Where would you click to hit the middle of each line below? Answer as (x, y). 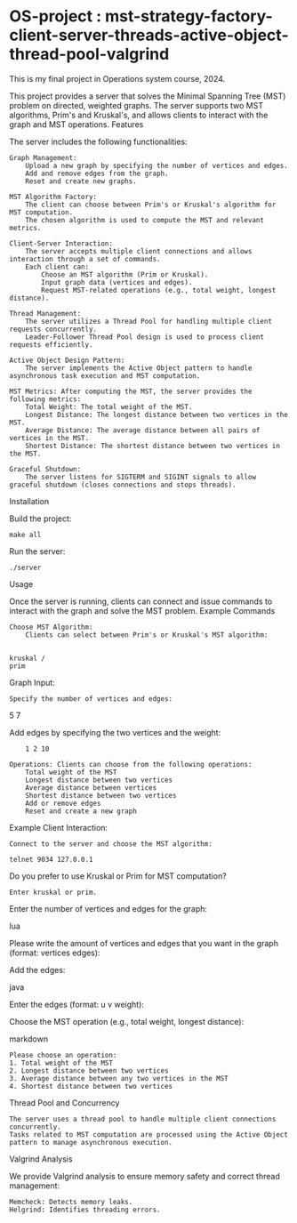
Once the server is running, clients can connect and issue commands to (141, 601)
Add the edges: (37, 970)
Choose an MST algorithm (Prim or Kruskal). (125, 274)
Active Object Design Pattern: (67, 360)
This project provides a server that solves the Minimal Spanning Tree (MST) (148, 96)
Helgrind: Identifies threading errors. (85, 1210)
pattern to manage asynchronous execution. (91, 1142)
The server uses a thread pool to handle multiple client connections (143, 1119)
